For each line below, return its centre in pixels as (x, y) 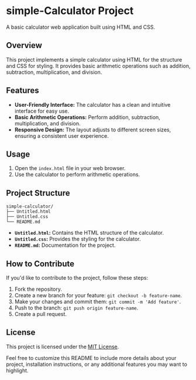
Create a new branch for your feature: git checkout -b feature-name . (98, 295)
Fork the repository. (38, 289)
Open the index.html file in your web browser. (70, 168)
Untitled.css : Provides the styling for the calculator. (78, 239)
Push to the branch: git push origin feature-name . (76, 308)
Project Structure (38, 193)
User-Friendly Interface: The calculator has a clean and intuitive (92, 104)
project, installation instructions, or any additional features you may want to (97, 364)
